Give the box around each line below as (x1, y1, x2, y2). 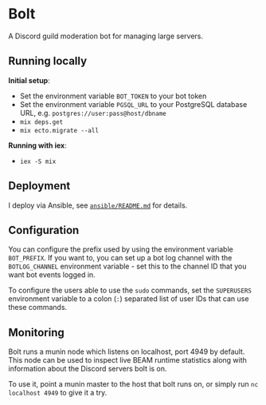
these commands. (8, 303, 68, 312)
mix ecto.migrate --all (19, 126, 100, 134)
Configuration (8, 223, 80, 236)
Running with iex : (8, 141, 67, 150)
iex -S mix (19, 157, 57, 165)
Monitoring (8, 325, 65, 339)
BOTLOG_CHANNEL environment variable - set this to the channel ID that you (8, 261, 247, 272)
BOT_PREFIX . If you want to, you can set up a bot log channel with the (8, 253, 233, 263)
